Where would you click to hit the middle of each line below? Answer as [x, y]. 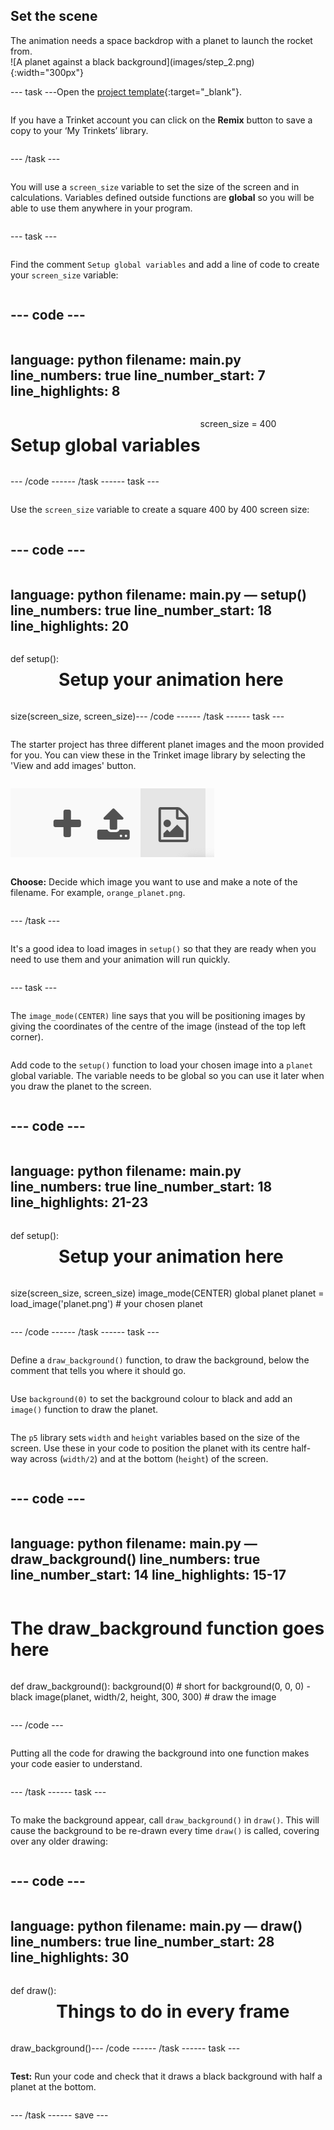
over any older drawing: [59, 1841]
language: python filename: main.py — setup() [158, 594]
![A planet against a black [62, 61]
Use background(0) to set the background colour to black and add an [151, 1398]
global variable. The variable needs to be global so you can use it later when [167, 1075]
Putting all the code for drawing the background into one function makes [160, 1753]
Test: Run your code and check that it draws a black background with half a [166, 2076]
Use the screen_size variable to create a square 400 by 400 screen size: [160, 510]
